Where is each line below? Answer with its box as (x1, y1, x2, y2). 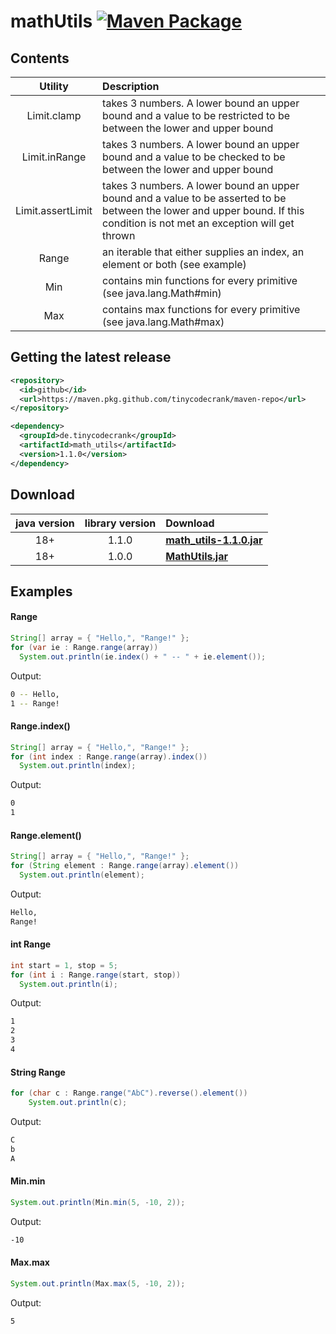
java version (15, 516, 75, 530)
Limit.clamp (26, 109, 82, 122)
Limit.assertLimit (15, 204, 93, 217)
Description (102, 80, 160, 93)
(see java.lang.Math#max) (102, 315, 225, 329)
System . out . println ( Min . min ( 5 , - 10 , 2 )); (10, 1197, 186, 1207)
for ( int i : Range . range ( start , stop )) (10, 970, 182, 980)
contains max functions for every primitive (102, 303, 301, 316)
